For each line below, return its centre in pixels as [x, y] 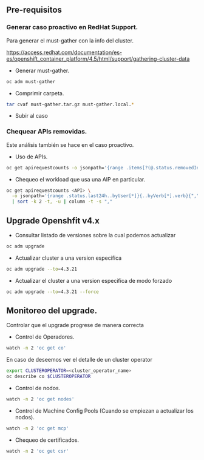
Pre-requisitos [34, 10]
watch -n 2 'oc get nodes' [40, 399]
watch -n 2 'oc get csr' [38, 451]
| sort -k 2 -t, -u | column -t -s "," [62, 202]
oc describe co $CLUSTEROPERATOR [49, 377]
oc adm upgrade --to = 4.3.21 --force [53, 292]
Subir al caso [32, 116]
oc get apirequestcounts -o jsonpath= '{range [65, 167]
